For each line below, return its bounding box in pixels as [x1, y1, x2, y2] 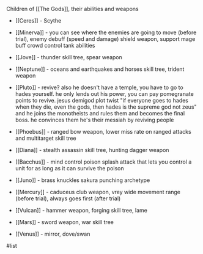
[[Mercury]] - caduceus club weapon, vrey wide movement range [15, 189, 181, 195]
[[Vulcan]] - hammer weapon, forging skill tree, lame [15, 207, 148, 214]
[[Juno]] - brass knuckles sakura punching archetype [15, 176, 150, 184]
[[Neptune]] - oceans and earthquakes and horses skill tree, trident [15, 65, 185, 73]
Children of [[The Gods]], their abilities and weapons [6, 5, 139, 12]
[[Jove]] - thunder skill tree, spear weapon [15, 54, 122, 60]
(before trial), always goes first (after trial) [15, 195, 121, 202]
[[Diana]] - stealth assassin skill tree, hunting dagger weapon [15, 147, 169, 153]
